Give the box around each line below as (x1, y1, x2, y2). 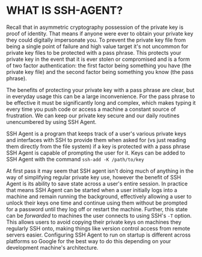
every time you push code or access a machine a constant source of (6, 105, 176, 113)
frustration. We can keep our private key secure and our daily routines (6, 112, 180, 119)
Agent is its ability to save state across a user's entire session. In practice (6, 180, 188, 187)
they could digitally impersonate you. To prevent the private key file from (6, 36, 186, 43)
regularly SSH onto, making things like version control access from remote (6, 224, 191, 232)
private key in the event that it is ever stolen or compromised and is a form (6, 55, 191, 63)
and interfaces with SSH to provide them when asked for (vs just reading (6, 136, 186, 143)
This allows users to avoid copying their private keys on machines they (6, 218, 182, 226)
